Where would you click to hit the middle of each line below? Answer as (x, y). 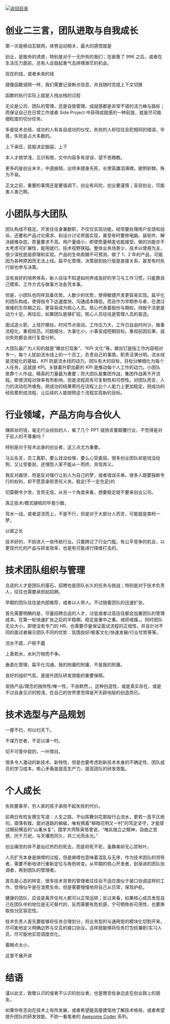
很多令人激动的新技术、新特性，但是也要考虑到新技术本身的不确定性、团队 (83, 762)
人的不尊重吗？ (30, 436)
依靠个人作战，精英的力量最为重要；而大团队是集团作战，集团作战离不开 (80, 373)
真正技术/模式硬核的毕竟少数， (37, 503)
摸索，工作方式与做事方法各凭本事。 (47, 284)
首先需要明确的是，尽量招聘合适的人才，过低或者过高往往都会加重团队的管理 (85, 613)
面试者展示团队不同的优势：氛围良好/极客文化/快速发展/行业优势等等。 (87, 632)
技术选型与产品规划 (45, 715)
